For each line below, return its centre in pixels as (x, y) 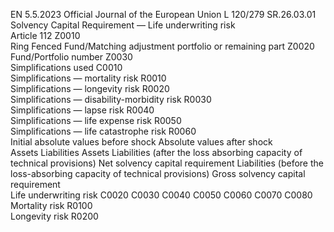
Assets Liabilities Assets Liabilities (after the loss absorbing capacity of (156, 152)
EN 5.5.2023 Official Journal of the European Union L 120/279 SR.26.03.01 (163, 14)
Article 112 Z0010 (45, 35)
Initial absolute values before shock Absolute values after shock (141, 142)
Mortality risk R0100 (51, 205)
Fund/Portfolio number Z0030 (71, 57)
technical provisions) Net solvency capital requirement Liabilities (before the (167, 163)
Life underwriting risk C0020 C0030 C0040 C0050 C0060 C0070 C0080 (161, 195)
